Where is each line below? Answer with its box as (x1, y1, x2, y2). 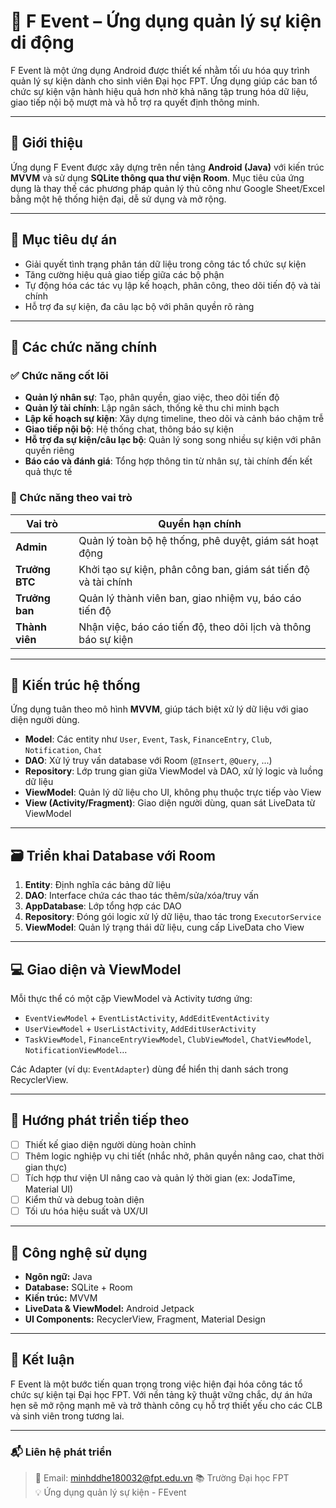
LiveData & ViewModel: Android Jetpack (24, 1302, 195, 1314)
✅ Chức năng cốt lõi (10, 368, 109, 382)
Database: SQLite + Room (24, 1281, 133, 1293)
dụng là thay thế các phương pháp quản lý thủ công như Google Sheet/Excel (10, 182, 325, 194)
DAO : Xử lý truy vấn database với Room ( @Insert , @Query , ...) (24, 755, 273, 767)
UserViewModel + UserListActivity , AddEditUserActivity (24, 1022, 257, 1034)
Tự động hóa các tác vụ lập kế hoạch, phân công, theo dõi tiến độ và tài (24, 279, 321, 291)
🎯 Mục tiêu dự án (10, 231, 117, 249)
